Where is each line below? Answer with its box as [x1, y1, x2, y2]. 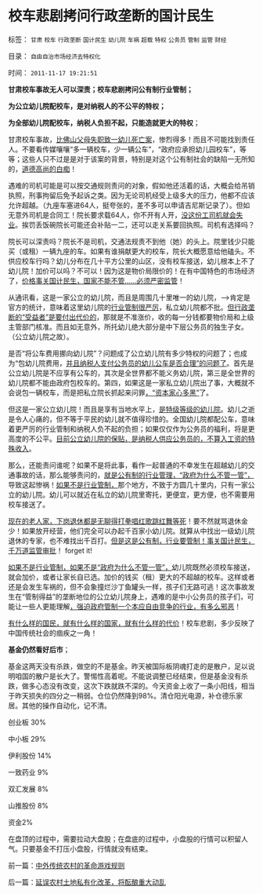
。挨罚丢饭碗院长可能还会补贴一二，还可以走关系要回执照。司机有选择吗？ [15, 220, 255, 229]
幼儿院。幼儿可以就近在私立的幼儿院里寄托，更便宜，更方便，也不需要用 [21, 490, 255, 499]
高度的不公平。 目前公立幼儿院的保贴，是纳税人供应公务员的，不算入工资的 [8, 433, 248, 443]
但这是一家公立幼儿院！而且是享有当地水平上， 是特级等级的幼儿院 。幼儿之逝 [8, 404, 255, 414]
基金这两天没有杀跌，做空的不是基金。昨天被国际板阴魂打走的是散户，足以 [8, 661, 248, 671]
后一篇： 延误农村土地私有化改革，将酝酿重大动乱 [8, 877, 166, 887]
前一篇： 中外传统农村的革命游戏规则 [8, 860, 125, 870]
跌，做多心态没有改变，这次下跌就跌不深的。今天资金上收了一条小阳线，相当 [8, 681, 255, 691]
